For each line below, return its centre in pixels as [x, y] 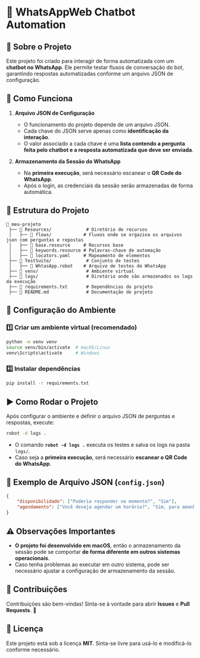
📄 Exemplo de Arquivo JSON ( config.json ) [85, 482]
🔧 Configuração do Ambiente [61, 310]
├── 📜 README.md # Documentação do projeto [81, 292]
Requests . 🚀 [21, 610]
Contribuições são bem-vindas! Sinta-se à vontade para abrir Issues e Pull [98, 604]
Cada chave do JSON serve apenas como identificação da [96, 131]
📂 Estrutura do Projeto [48, 211]
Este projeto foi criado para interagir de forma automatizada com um [90, 61]
